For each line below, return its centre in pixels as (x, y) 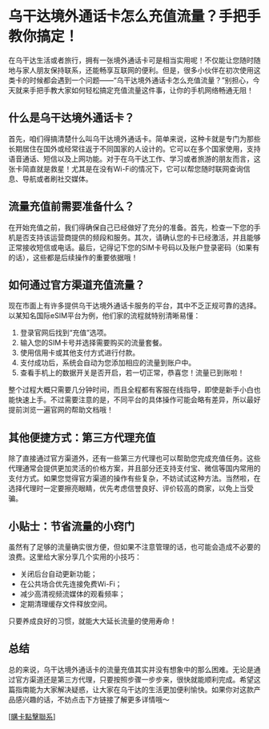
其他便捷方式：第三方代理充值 (82, 437)
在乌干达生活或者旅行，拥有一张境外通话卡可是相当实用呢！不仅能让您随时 (131, 60)
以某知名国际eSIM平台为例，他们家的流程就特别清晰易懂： (104, 316)
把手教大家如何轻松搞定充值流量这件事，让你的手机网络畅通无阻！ (145, 90)
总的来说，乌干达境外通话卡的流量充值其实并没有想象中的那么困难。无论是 (131, 669)
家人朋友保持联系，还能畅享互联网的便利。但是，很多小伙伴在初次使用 (138, 70)
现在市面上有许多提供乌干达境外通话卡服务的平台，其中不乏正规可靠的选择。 (134, 306)
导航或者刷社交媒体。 (57, 179)
